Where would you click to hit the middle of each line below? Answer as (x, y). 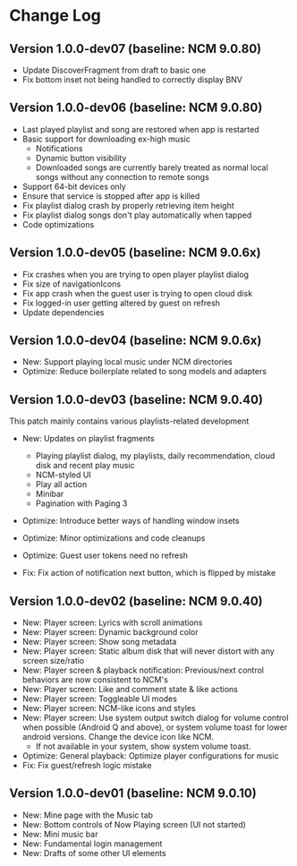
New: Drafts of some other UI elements (94, 853)
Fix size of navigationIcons (72, 284)
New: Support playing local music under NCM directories (127, 362)
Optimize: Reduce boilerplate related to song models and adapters (144, 372)
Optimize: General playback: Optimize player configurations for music (150, 756)
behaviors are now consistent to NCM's (95, 680)
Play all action (61, 484)
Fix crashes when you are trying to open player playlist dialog (135, 274)
